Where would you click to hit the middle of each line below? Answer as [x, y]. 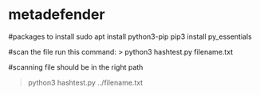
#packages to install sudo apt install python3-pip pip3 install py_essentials [130, 36]
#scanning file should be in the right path [76, 67]
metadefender [57, 15]
